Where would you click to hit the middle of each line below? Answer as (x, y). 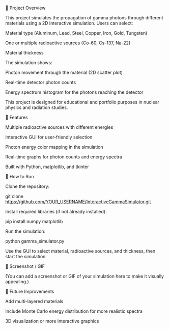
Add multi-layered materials (34, 301)
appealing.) (17, 282)
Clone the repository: (27, 186)
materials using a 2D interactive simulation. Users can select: (69, 23)
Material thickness (25, 53)
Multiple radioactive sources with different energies (59, 127)
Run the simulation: (25, 231)
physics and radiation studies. (37, 107)
